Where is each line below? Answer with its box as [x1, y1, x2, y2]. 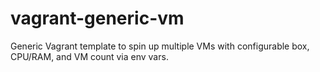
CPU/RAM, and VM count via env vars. [10, 50, 169, 62]
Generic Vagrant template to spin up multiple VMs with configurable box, [10, 40, 310, 52]
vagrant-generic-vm [10, 7, 185, 30]
